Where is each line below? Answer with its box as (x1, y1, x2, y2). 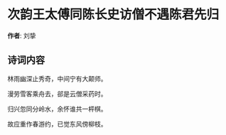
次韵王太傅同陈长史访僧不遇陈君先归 (7, 6, 220, 23)
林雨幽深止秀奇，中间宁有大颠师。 (7, 74, 107, 82)
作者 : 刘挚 (7, 31, 36, 40)
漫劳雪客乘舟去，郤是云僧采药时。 (7, 90, 107, 98)
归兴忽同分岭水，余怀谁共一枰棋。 (7, 104, 107, 113)
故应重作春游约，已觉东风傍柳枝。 (7, 119, 107, 128)
